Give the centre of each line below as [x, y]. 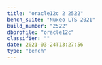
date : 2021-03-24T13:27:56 [45, 45]
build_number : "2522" [38, 26]
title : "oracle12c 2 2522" [45, 13]
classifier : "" [29, 39]
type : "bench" [27, 51]
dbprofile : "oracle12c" [41, 32]
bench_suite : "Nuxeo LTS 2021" [51, 20]
